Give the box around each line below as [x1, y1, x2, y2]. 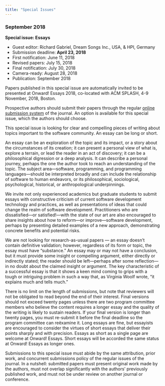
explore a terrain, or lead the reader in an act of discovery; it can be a [5, 150, 146, 156]
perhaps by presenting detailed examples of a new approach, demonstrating [5, 222, 160, 228]
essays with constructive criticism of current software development [5, 196, 141, 202]
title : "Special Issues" [5, 7, 56, 12]
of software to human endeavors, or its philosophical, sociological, [5, 176, 140, 182]
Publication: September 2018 [12, 75, 71, 81]
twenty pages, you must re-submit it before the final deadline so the [5, 314, 143, 320]
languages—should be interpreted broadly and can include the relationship [5, 171, 157, 177]
